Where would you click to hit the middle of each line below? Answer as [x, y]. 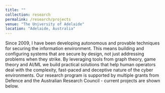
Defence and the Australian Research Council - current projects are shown [83, 81]
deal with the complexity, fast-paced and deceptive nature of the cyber [79, 70]
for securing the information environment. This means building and [75, 49]
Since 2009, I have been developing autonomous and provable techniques [82, 43]
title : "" [16, 10]
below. [12, 86]
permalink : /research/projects [38, 19]
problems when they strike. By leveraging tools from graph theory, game [80, 59]
